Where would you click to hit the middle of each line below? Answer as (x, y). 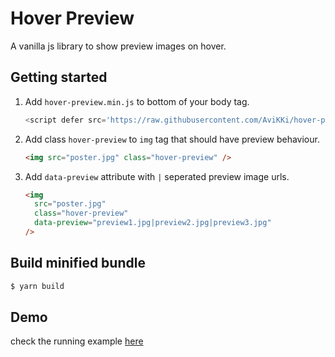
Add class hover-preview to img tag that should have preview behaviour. (172, 139)
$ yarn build (37, 286)
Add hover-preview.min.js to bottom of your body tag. (137, 101)
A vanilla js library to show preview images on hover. (118, 46)
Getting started (59, 77)
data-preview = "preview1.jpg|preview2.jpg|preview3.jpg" (153, 223)
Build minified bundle (78, 263)
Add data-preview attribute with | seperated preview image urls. (157, 176)
